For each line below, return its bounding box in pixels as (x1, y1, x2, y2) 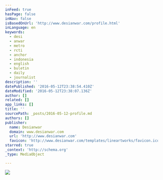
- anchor (9, 52, 27, 57)
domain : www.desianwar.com (9, 129, 64, 134)
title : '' (5, 107, 25, 112)
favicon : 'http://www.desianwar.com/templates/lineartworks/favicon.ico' (9, 138, 162, 144)
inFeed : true (5, 7, 32, 12)
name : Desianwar (9, 125, 42, 129)
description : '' (5, 79, 38, 84)
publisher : (5, 120, 27, 125)
